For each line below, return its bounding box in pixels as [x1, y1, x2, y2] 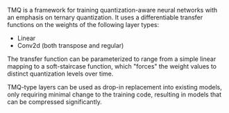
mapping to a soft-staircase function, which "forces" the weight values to [7, 62, 217, 70]
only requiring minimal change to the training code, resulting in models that [7, 90, 222, 98]
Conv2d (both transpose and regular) [17, 42, 124, 49]
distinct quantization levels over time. [7, 69, 114, 78]
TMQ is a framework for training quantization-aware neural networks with [7, 6, 218, 14]
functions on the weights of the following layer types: [7, 21, 160, 28]
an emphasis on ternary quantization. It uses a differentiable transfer [7, 13, 203, 21]
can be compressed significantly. [7, 98, 102, 106]
